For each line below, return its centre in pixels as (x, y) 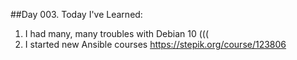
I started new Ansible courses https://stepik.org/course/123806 (155, 44)
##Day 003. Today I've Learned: (76, 14)
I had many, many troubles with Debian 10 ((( (117, 33)
